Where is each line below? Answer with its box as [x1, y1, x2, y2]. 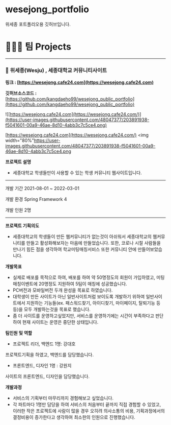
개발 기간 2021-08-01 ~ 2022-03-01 [5, 185, 80, 192]
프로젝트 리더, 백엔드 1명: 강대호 [12, 341, 76, 347]
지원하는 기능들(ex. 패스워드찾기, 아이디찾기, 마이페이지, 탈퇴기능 [26, 300, 155, 306]
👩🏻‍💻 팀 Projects [5, 41, 71, 53]
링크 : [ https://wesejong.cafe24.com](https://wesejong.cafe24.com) [5, 79, 154, 85]
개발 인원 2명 [5, 207, 32, 213]
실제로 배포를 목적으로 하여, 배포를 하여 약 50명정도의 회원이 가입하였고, [12, 274, 155, 280]
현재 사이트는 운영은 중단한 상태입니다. [22, 319, 99, 325]
